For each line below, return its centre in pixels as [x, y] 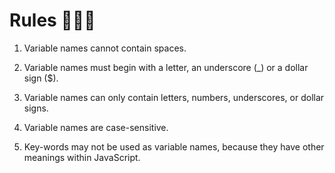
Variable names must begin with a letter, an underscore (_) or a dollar [166, 67]
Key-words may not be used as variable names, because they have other [174, 146]
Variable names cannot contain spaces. [105, 48]
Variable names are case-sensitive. [96, 127]
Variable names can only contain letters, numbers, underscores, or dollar [174, 97]
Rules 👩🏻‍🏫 [52, 20]
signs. [36, 108]
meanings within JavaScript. [82, 157]
